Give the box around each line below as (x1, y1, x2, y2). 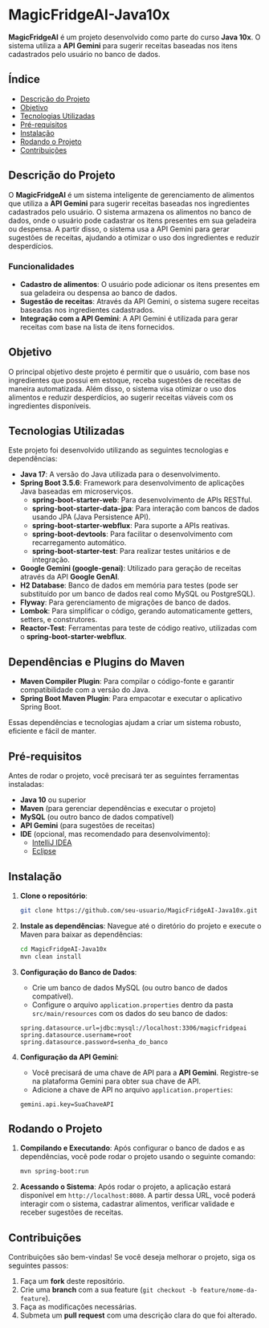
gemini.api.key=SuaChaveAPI (19, 1100, 114, 1109)
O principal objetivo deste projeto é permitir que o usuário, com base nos (8, 367, 251, 376)
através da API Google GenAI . (19, 572, 120, 582)
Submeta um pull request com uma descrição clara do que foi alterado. (19, 1310, 257, 1320)
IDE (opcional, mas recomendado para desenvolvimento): (19, 830, 210, 839)
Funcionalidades (8, 261, 75, 273)
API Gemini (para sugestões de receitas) (19, 821, 155, 830)
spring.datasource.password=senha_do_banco (19, 1038, 169, 1046)
